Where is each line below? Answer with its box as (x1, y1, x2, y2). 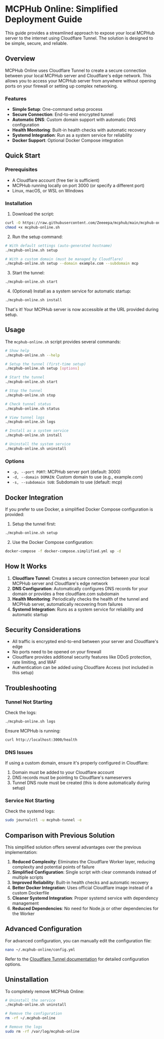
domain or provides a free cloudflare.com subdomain (12, 591, 120, 597)
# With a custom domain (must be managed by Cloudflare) (5, 256, 123, 262)
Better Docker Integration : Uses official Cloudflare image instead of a (12, 885, 153, 891)
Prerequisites (5, 166, 38, 173)
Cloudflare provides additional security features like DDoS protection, (12, 654, 152, 660)
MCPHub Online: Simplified (5, 3, 118, 15)
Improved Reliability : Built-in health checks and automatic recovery (12, 880, 149, 886)
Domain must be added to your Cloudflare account (12, 769, 114, 775)
